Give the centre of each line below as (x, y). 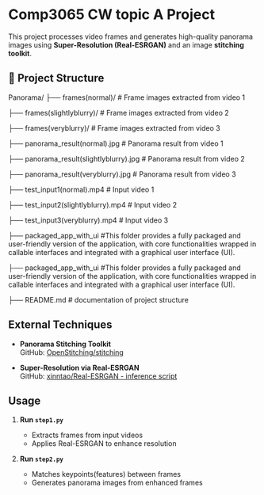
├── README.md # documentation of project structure (98, 299)
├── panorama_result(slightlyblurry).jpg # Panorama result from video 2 (127, 158)
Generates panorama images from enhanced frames (117, 483)
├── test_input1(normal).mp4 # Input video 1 (81, 189)
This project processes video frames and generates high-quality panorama (131, 36)
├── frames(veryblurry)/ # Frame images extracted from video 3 (114, 128)
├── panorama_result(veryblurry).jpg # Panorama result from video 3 (122, 174)
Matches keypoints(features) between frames (106, 474)
